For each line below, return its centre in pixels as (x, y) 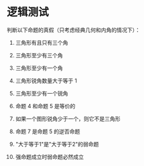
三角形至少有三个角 (39, 55)
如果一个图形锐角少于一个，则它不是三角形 (68, 119)
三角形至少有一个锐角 (42, 93)
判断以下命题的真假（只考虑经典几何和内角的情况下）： (73, 30)
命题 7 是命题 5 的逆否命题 (48, 131)
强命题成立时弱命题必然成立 (50, 156)
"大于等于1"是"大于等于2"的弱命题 (57, 144)
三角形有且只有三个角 (42, 42)
